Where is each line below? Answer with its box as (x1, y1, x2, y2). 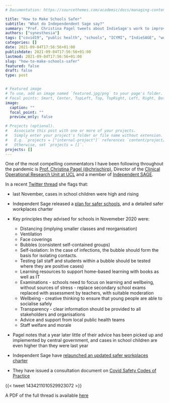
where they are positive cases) (20, 263, 84, 269)
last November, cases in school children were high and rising (12, 191, 139, 197)
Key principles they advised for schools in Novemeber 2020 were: (12, 216, 150, 222)
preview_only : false (10, 114, 53, 120)
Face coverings (20, 237, 52, 243)
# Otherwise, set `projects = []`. (5, 142, 84, 147)
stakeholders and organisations (20, 311, 86, 318)
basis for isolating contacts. (20, 253, 77, 259)
